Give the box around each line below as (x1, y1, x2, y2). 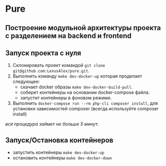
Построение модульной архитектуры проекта (5, 23, 161, 32)
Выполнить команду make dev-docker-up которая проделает (12, 73, 143, 79)
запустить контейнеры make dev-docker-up (12, 149, 104, 156)
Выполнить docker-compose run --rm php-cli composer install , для (12, 100, 158, 106)
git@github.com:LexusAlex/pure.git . (12, 67, 90, 74)
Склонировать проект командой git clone (12, 62, 105, 68)
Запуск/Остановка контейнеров (5, 136, 114, 145)
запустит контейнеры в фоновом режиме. (20, 95, 112, 101)
